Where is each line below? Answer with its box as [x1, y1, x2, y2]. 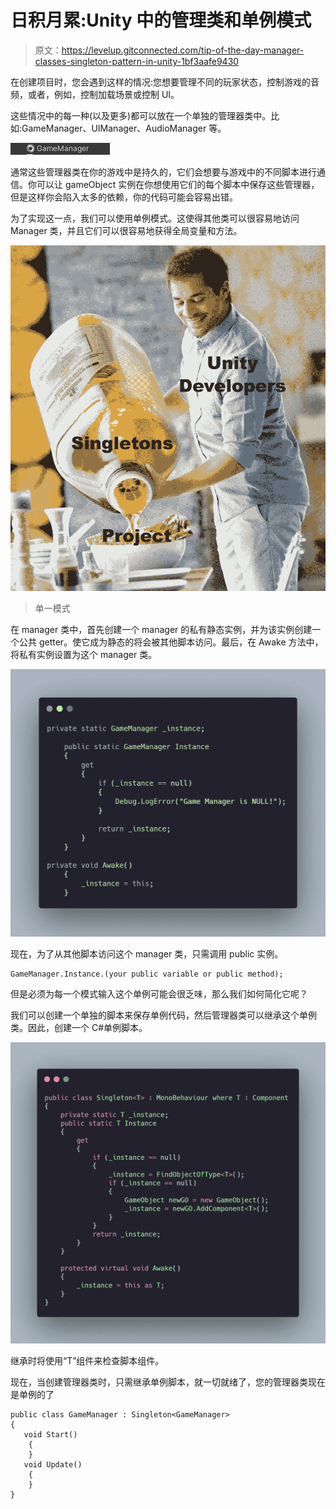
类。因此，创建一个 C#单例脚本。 [10, 1021, 148, 1033]
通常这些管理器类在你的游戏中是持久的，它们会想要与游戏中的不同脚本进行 [10, 166, 317, 178]
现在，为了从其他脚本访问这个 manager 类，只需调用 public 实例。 [10, 947, 284, 960]
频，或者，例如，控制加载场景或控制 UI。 [10, 88, 180, 100]
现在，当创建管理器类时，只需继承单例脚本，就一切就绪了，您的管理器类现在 [10, 1376, 326, 1388]
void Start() [23, 1430, 78, 1440]
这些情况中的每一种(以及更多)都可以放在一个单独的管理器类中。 [10, 109, 272, 121]
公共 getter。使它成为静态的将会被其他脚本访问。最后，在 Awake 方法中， [18, 636, 324, 648]
